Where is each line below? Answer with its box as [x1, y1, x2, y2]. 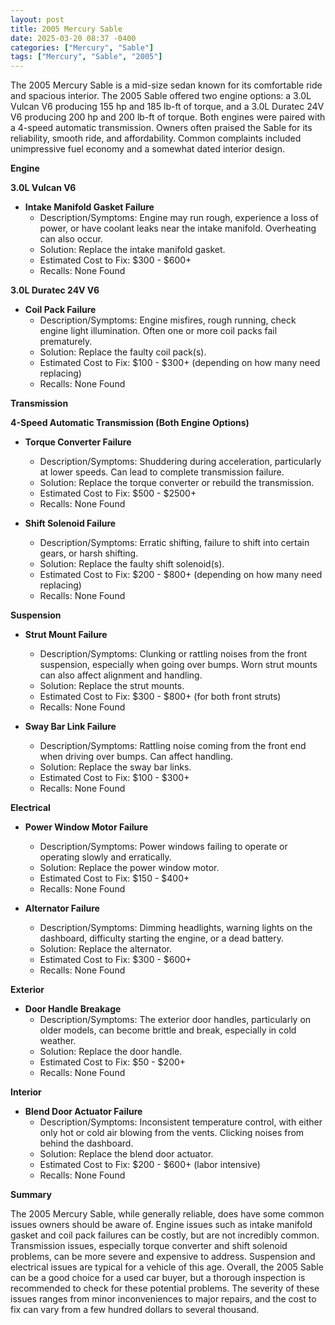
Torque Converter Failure [24, 436, 132, 448]
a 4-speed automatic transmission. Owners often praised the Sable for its [10, 122, 313, 134]
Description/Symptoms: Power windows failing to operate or [39, 841, 288, 853]
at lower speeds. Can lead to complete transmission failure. [39, 466, 285, 478]
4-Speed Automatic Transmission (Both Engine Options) [10, 417, 250, 429]
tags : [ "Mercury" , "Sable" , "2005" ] [10, 52, 163, 62]
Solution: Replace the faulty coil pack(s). [39, 346, 207, 358]
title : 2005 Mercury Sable [10, 24, 123, 34]
